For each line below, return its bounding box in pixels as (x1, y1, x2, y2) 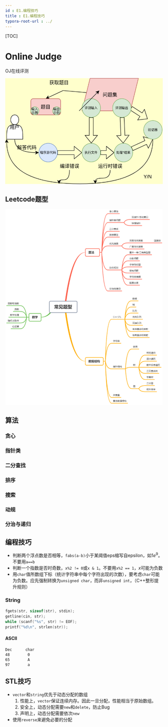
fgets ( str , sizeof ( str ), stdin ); (5, 608, 75, 614)
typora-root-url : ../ (5, 19, 52, 24)
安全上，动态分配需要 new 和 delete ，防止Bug (19, 704, 110, 710)
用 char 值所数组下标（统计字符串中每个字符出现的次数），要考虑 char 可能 (12, 571, 160, 577)
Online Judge (5, 51, 62, 62)
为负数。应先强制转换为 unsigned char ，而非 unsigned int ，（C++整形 (12, 577, 154, 583)
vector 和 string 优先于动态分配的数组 (12, 691, 88, 697)
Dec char (5, 647, 35, 652)
